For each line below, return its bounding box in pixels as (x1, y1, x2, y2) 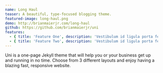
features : (5, 30, 25, 35)
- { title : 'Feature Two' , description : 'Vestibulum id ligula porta (9, 39, 153, 44)
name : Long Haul (5, 7, 38, 12)
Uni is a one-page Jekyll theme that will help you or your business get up (5, 52, 151, 58)
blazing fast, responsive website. (5, 62, 71, 68)
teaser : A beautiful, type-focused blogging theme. (5, 12, 112, 17)
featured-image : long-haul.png (5, 16, 68, 21)
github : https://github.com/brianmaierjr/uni (5, 25, 98, 30)
